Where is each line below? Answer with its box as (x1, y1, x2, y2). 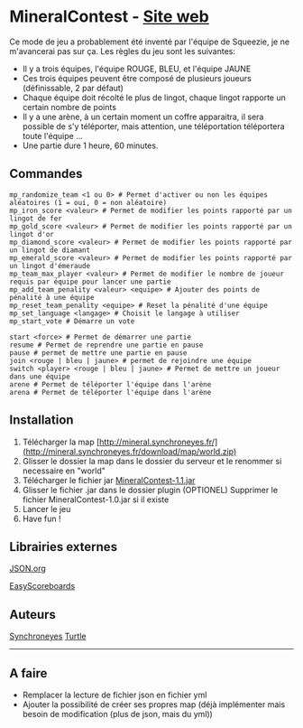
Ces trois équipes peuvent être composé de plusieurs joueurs (22, 72, 252, 83)
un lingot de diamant (9, 246, 91, 255)
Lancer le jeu (22, 503, 71, 514)
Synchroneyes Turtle (9, 630, 87, 642)
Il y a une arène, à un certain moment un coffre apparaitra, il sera (22, 111, 264, 122)
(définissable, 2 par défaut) (22, 82, 124, 93)
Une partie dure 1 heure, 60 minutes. (22, 140, 159, 151)
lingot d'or (9, 229, 54, 238)
